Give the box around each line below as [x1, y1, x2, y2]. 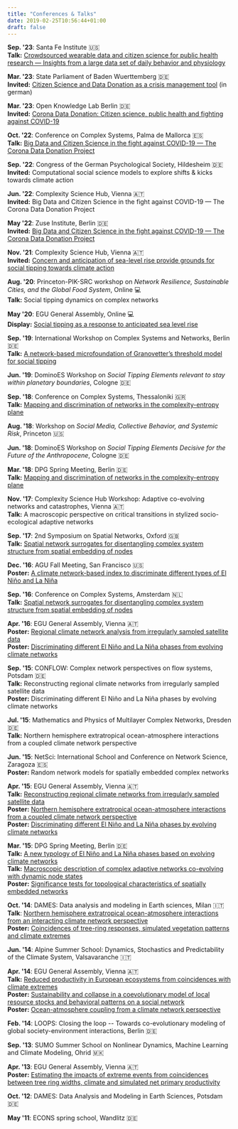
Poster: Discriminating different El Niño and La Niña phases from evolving [7, 642, 224, 651]
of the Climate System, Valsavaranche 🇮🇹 [7, 953, 131, 961]
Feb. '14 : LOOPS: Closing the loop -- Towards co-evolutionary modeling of [7, 1019, 226, 1027]
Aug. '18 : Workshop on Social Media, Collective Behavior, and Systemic [7, 422, 218, 431]
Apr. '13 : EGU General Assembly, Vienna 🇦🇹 [7, 1063, 139, 1071]
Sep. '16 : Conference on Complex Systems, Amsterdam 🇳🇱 [7, 590, 183, 599]
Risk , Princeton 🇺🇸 [7, 429, 65, 438]
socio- [200, 510, 219, 519]
